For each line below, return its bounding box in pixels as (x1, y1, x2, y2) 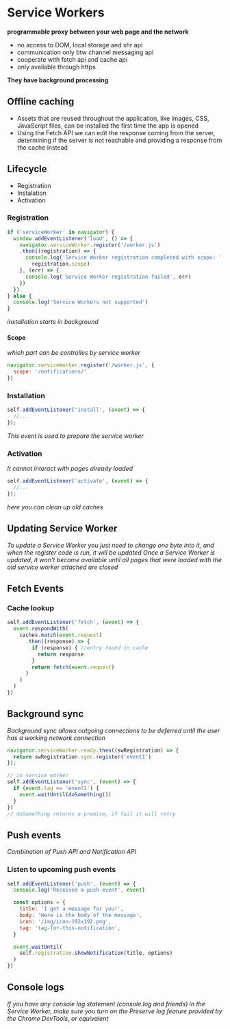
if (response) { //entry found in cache (31, 644, 149, 651)
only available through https (16, 62, 96, 71)
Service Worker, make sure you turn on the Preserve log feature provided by (7, 1007, 222, 1015)
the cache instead (16, 143, 68, 152)
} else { (7, 292, 32, 299)
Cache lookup (7, 603, 55, 613)
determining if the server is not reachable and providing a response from (16, 136, 222, 144)
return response (37, 651, 84, 658)
